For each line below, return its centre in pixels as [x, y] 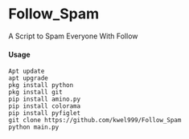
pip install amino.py [45, 99]
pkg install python [41, 85]
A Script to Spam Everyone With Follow [73, 36]
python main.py [34, 127]
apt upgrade [28, 78]
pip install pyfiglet [45, 113]
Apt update [27, 71]
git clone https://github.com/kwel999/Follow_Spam [95, 121]
